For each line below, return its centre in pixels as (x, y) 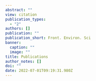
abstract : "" (19, 10)
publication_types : (26, 19)
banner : (13, 43)
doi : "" (13, 66)
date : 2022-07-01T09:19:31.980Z (39, 71)
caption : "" (22, 47)
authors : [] (18, 29)
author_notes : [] (23, 61)
